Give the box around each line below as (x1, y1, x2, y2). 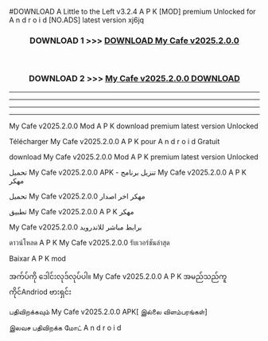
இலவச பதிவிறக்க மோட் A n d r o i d (9, 323, 122, 332)
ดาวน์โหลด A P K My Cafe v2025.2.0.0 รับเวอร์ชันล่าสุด (9, 237, 170, 247)
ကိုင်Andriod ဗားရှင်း (9, 287, 72, 296)
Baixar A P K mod (9, 253, 67, 263)
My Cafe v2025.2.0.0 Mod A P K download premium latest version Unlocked (9, 121, 259, 131)
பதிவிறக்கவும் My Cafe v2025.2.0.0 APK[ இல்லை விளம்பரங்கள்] (9, 307, 208, 316)
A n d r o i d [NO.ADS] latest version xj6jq (9, 15, 145, 25)
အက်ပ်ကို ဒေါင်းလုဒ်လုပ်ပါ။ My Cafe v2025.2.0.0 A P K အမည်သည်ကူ (9, 271, 227, 281)
